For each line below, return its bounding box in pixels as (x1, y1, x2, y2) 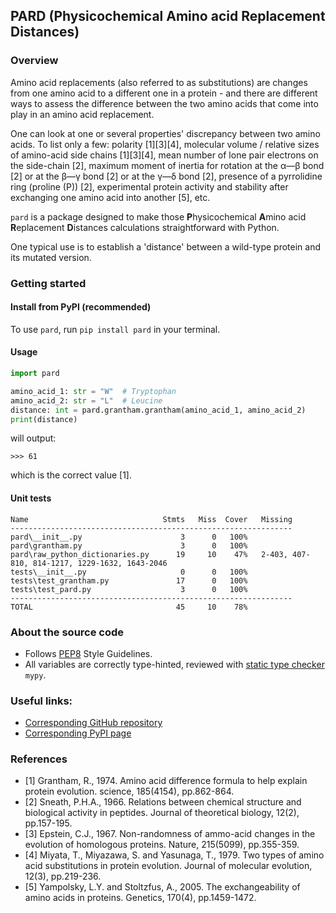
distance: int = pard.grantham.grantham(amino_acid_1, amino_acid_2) (10, 405, 307, 415)
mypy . (24, 669, 47, 681)
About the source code (10, 625, 125, 639)
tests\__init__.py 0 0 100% (10, 567, 248, 577)
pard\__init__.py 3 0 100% (10, 532, 248, 542)
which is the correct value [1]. (10, 469, 132, 481)
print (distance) (10, 414, 78, 424)
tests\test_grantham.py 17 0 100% (10, 575, 248, 586)
